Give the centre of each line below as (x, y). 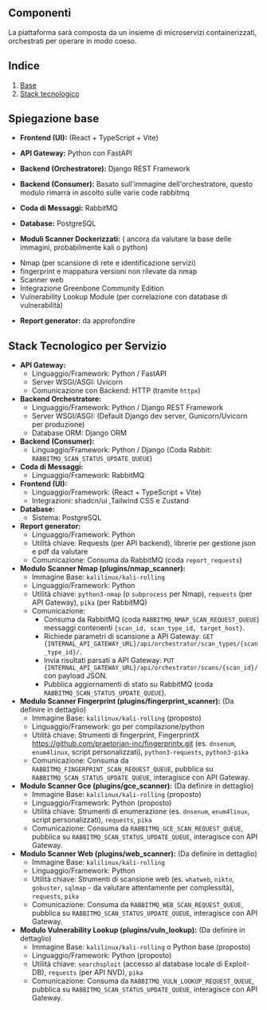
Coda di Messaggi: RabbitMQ (69, 208)
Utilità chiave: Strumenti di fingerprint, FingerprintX (116, 735)
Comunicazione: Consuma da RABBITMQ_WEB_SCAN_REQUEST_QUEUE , (137, 905)
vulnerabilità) (41, 306)
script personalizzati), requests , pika (92, 820)
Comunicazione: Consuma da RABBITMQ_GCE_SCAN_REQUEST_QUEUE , (137, 828)
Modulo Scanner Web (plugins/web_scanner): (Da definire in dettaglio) (138, 854)
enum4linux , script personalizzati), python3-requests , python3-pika (140, 752)
